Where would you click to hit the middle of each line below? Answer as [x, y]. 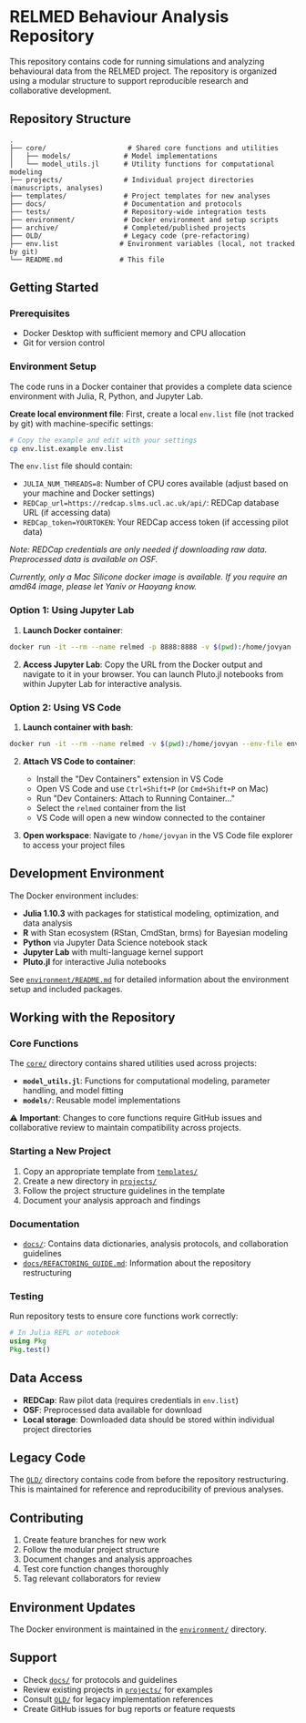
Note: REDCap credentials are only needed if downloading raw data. [138, 549]
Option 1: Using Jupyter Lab [72, 610]
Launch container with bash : [78, 727]
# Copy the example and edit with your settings [103, 440]
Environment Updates [72, 1607]
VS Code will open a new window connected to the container [151, 817]
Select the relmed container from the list [111, 807]
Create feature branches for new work [94, 1540]
